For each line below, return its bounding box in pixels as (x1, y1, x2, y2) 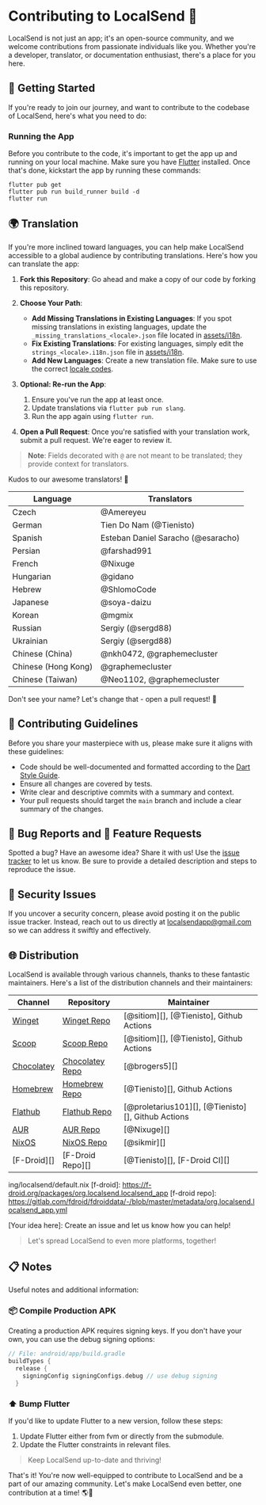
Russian (12, 622, 42, 633)
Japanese (12, 596, 49, 608)
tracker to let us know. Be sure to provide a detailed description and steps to (8, 856, 257, 866)
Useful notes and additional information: (8, 1285, 139, 1294)
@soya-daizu (100, 596, 152, 608)
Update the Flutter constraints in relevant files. (19, 1439, 172, 1449)
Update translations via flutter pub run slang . (31, 403, 186, 413)
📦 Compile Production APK (8, 1305, 116, 1316)
